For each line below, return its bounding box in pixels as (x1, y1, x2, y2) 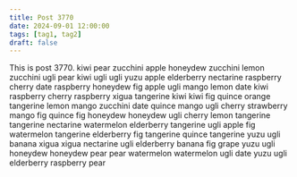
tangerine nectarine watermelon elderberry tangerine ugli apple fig (9, 120, 256, 131)
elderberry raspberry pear (9, 157, 106, 168)
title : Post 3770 (9, 13, 74, 22)
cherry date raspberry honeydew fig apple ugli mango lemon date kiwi (9, 81, 268, 92)
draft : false (9, 38, 58, 47)
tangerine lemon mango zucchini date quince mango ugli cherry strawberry (9, 100, 288, 112)
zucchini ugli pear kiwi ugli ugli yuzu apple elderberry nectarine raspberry (9, 72, 282, 83)
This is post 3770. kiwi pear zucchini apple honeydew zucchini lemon (9, 63, 266, 73)
